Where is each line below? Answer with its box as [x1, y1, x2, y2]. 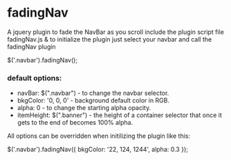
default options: [7, 73, 62, 82]
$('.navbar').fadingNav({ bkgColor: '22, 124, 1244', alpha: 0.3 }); [7, 145, 188, 154]
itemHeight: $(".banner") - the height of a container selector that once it [17, 111, 223, 119]
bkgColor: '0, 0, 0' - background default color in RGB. [17, 96, 170, 105]
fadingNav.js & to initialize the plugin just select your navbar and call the [7, 35, 212, 43]
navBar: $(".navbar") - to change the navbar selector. [17, 89, 169, 98]
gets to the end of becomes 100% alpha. [17, 118, 133, 127]
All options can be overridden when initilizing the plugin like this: [7, 132, 191, 140]
